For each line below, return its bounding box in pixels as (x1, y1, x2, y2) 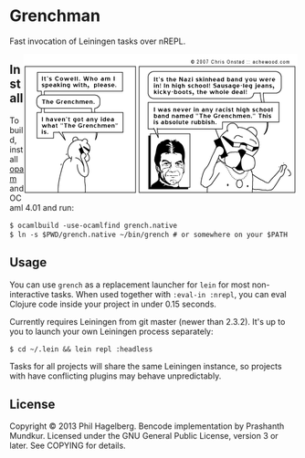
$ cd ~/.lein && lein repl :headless (9, 344, 153, 354)
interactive (9, 288, 50, 299)
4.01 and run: (25, 202, 75, 213)
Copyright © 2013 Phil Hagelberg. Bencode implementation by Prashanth (9, 421, 285, 432)
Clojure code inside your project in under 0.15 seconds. (9, 298, 217, 309)
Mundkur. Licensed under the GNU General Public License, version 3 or (9, 431, 279, 442)
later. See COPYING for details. (9, 440, 126, 452)
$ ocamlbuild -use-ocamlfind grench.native (9, 221, 178, 230)
